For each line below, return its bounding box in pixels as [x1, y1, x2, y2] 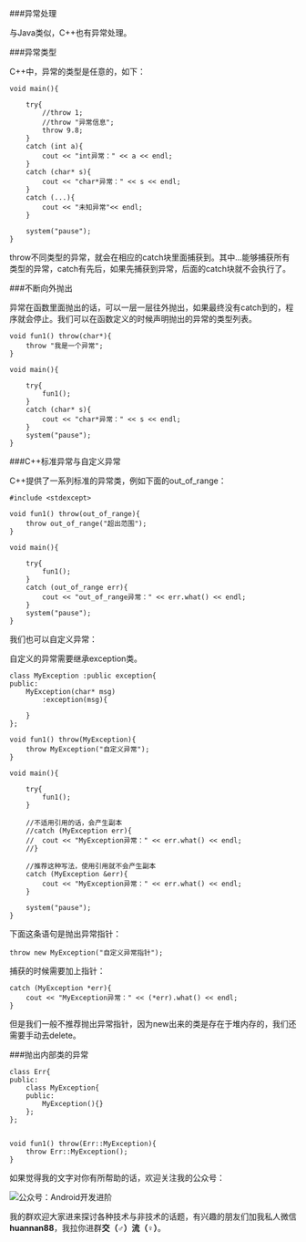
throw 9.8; [42, 126, 84, 135]
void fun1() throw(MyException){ [9, 735, 137, 744]
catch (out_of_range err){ [25, 583, 128, 592]
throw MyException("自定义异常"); [25, 745, 150, 754]
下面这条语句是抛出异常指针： [9, 928, 121, 939]
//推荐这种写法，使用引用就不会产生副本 [25, 862, 157, 871]
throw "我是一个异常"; [25, 341, 104, 350]
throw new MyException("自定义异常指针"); [9, 948, 164, 957]
